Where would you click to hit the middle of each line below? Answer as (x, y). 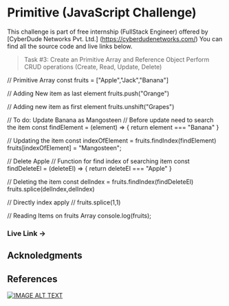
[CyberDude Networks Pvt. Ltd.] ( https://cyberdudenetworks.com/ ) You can (115, 38)
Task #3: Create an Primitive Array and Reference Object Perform (117, 59)
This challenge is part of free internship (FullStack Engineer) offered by (108, 32)
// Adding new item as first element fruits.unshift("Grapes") (91, 106)
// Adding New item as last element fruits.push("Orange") (88, 93)
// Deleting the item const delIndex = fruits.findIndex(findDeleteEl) (100, 181)
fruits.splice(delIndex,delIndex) (51, 189)
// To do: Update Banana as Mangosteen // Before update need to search (110, 120)
